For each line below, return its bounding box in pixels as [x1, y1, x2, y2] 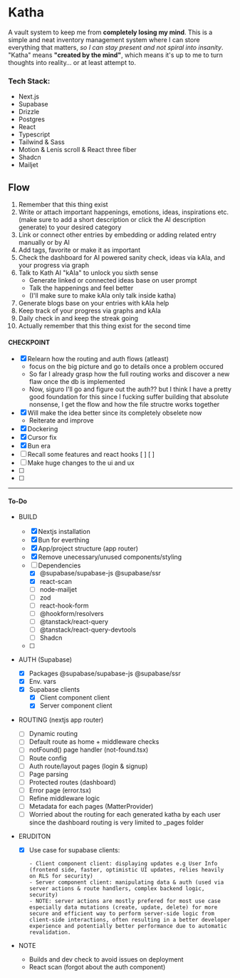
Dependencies [38, 561, 81, 570]
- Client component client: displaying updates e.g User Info [28, 860, 218, 867]
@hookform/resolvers [39, 609, 104, 617]
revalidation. [28, 929, 71, 936]
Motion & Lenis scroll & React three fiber [18, 146, 137, 154]
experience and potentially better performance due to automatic [28, 922, 227, 930]
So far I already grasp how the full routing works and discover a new [28, 370, 230, 378]
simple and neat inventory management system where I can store [8, 35, 200, 44]
